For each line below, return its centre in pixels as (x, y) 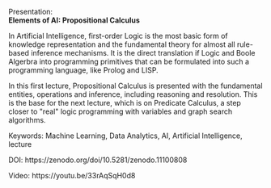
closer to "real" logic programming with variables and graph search (121, 111)
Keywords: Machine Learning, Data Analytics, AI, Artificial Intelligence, (125, 136)
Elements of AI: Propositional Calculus (74, 20)
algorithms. (27, 120)
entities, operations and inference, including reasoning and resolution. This (133, 94)
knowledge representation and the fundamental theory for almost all (122, 44)
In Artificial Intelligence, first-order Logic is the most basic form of (118, 36)
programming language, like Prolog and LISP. (84, 70)
